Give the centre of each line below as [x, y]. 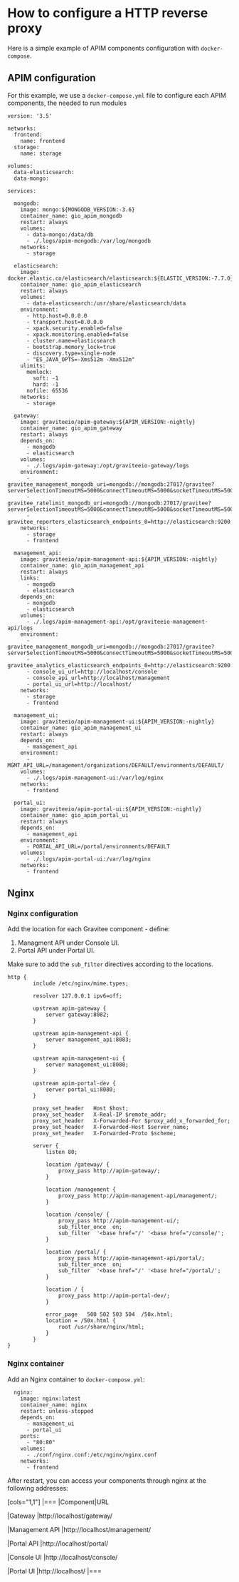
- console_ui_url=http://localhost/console [92, 671]
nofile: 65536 [47, 390]
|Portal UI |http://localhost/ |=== [54, 1571]
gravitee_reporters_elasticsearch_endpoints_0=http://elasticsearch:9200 [119, 522]
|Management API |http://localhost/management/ [79, 1529]
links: [30, 578]
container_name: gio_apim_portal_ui [75, 815]
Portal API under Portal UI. [56, 950]
